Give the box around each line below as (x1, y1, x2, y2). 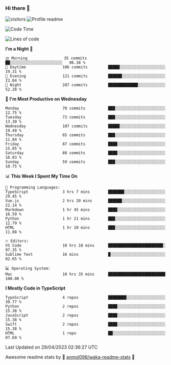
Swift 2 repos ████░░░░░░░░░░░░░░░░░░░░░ (5, 322, 166, 327)
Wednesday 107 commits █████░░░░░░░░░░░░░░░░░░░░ (5, 124, 166, 129)
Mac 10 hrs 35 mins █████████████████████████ (5, 272, 166, 277)
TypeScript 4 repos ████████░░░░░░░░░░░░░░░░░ (5, 295, 166, 300)
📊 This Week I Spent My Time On (5, 173, 78, 179)
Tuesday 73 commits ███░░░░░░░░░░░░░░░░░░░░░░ (5, 115, 166, 120)
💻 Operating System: (5, 266, 51, 271)
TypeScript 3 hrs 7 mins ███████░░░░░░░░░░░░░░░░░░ (5, 189, 166, 194)
